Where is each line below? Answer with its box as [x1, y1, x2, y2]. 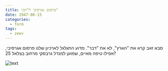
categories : [5, 17, 30, 22]
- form [10, 21, 24, 27]
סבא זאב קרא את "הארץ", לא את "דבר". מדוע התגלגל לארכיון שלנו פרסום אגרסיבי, [5, 45, 163, 51]
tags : [5, 26, 17, 31]
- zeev [10, 31, 24, 36]
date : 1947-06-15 [5, 12, 42, 17]
